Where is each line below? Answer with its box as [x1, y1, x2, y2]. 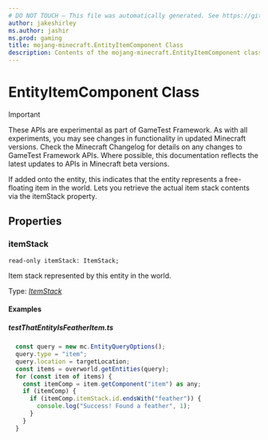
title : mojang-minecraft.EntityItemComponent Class [8, 42, 183, 50]
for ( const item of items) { [15, 372, 112, 380]
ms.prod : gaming [8, 34, 62, 42]
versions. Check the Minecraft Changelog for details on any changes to [8, 141, 242, 152]
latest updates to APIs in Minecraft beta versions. [8, 159, 170, 168]
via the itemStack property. [8, 191, 97, 200]
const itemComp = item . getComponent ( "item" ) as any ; [22, 380, 202, 388]
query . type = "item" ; [15, 351, 88, 359]
